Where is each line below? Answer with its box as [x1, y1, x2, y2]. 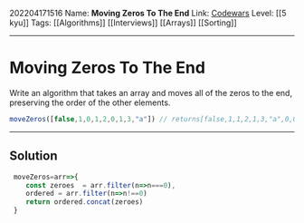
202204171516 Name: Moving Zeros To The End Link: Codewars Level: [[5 [9, 8, 287, 18]
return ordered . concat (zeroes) [25, 198, 144, 207]
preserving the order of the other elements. [9, 97, 171, 108]
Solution [9, 149, 58, 164]
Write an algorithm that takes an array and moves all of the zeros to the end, [9, 87, 292, 98]
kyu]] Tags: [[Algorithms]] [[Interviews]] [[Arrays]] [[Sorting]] [9, 17, 237, 28]
